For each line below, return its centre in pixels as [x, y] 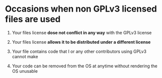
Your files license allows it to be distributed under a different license [81, 42]
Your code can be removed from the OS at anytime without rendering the [85, 66]
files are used [33, 19]
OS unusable [25, 71]
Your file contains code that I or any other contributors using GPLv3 [79, 51]
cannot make [25, 56]
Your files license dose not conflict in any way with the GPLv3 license [82, 32]
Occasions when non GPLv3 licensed [81, 9]
